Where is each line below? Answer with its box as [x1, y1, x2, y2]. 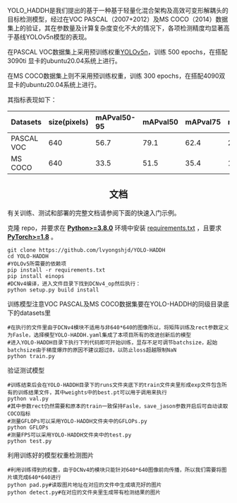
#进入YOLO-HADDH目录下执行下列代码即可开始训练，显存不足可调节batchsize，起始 [7, 339, 218, 346]
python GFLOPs [7, 424, 49, 431]
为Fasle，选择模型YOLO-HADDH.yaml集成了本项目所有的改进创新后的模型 [7, 331, 192, 338]
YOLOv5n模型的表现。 [25, 33, 91, 41]
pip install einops [7, 272, 65, 279]
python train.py [7, 352, 55, 359]
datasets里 [19, 308, 51, 317]
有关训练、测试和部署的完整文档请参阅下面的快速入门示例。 [7, 208, 181, 217]
